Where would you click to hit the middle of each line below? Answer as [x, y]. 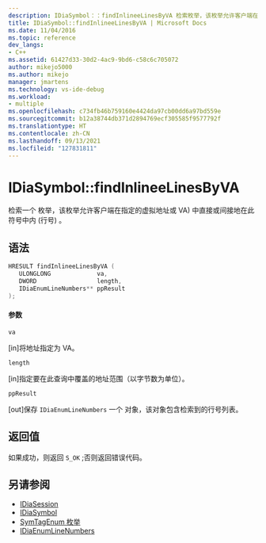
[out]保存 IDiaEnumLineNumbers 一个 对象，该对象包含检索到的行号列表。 [125, 409]
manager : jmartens [38, 82]
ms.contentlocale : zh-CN [49, 133]
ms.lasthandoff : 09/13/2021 [55, 141]
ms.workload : [30, 97]
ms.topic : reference [42, 38]
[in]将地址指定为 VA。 [44, 348]
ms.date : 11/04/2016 [42, 30]
